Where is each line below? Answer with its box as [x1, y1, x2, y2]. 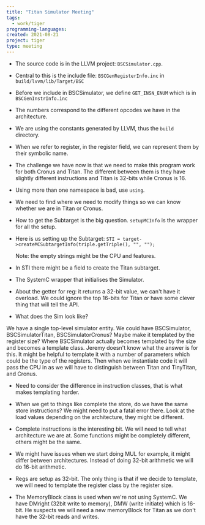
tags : [6, 15, 20, 21]
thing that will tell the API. [15, 301, 80, 308]
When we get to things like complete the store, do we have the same [15, 400, 188, 407]
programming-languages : [6, 26, 67, 32]
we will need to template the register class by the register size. [15, 482, 173, 489]
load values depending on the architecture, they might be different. [15, 413, 185, 420]
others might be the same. [15, 438, 82, 445]
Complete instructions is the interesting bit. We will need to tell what [15, 425, 187, 432]
